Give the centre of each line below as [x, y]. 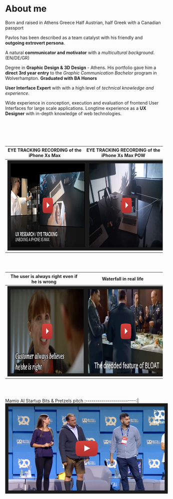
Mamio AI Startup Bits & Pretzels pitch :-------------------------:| [72, 401]
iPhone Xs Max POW [123, 155]
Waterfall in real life [123, 279]
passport [14, 27]
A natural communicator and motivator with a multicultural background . [80, 52]
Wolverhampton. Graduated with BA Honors [51, 78]
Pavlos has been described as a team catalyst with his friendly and [74, 37]
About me [26, 9]
